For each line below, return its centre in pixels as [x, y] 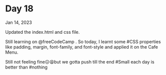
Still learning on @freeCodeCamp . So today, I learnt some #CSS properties [83, 41]
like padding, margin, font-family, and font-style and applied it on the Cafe [81, 47]
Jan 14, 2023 [19, 22]
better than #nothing [26, 67]
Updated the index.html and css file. [43, 32]
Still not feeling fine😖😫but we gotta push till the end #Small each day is [80, 62]
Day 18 [19, 9]
